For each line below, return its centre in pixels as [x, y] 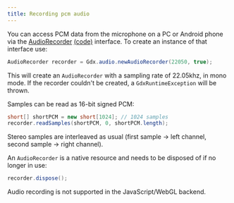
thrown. [18, 90]
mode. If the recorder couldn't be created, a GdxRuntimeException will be [112, 82]
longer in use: [27, 166]
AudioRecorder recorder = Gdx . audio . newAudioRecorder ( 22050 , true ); [110, 62]
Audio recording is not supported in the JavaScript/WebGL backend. [107, 192]
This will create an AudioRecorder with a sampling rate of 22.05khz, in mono [117, 75]
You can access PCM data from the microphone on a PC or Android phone [115, 34]
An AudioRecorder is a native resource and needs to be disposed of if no [112, 158]
